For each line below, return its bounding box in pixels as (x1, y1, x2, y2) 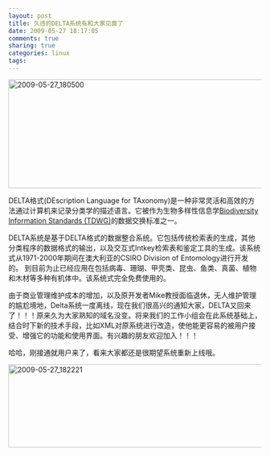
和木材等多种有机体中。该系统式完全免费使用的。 (8, 273, 170, 283)
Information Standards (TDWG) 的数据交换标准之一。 (8, 215, 182, 226)
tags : (8, 57, 27, 65)
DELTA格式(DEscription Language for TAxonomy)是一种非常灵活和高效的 (8, 195, 248, 205)
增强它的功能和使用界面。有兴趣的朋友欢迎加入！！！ (22, 330, 198, 340)
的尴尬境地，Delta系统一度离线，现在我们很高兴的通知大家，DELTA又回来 (8, 300, 252, 310)
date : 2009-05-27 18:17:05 (8, 27, 99, 35)
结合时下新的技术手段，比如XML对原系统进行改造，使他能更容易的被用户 (8, 320, 249, 330)
